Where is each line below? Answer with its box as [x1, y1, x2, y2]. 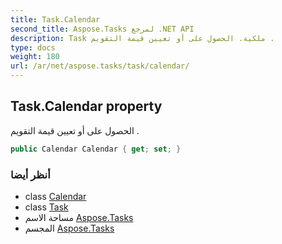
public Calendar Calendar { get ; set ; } [10, 144, 182, 154]
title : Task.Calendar [10, 14, 101, 25]
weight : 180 [10, 52, 60, 62]
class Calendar [24, 190, 87, 202]
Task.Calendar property [10, 98, 163, 115]
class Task [24, 201, 69, 213]
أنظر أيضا [10, 167, 51, 181]
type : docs [10, 42, 56, 53]
